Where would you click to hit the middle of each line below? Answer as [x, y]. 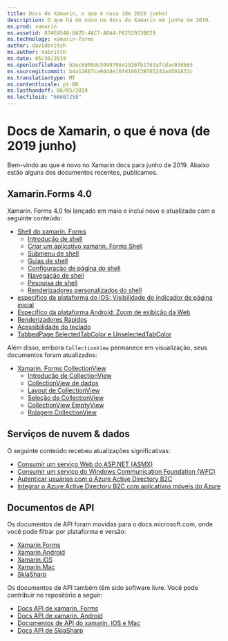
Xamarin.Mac [36, 567]
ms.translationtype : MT [41, 78]
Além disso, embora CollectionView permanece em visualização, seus [107, 347]
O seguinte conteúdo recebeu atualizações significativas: [89, 450]
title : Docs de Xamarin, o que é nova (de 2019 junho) [88, 13]
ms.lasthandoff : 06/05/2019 [48, 90]
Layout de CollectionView [64, 390]
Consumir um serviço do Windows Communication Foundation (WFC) [116, 471]
